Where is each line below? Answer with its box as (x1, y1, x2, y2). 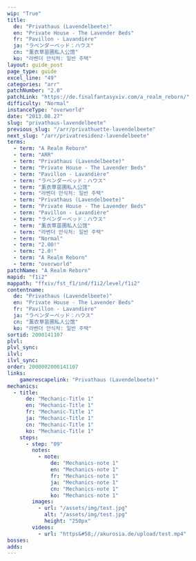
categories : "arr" (7, 81, 60, 88)
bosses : (7, 537, 30, 544)
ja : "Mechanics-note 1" (50, 479, 119, 486)
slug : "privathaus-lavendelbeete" (7, 119, 107, 126)
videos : (32, 524, 54, 531)
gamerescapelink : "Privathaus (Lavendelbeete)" (19, 376, 159, 383)
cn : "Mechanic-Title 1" (25, 421, 95, 428)
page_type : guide (7, 68, 57, 75)
